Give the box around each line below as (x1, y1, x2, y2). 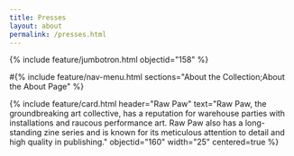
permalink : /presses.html (9, 30, 106, 39)
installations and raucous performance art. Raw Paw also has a (9, 117, 243, 128)
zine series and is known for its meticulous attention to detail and (43, 127, 286, 138)
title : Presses (9, 13, 67, 22)
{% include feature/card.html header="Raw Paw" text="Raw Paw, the (9, 99, 267, 109)
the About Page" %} (9, 82, 84, 92)
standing (9, 127, 42, 138)
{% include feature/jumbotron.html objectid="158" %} (9, 55, 209, 65)
